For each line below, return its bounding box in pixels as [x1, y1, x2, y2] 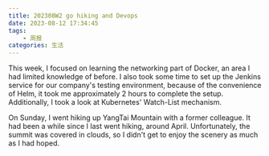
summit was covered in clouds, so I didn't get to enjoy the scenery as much [8, 130, 259, 140]
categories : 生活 [8, 42, 64, 50]
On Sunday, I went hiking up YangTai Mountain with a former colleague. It [8, 113, 251, 122]
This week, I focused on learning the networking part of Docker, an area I [8, 63, 251, 73]
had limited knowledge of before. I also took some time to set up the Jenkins [8, 72, 261, 82]
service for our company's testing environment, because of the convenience [8, 81, 262, 90]
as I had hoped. [8, 138, 60, 148]
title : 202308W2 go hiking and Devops [8, 11, 138, 20]
